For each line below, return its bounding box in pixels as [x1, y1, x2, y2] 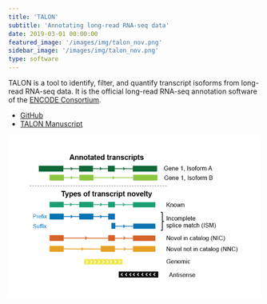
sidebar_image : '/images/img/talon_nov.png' [8, 46, 159, 55]
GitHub [19, 110, 44, 120]
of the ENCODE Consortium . [8, 95, 102, 104]
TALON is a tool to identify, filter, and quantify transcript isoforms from [8, 78, 240, 87]
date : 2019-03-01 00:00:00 [8, 30, 98, 38]
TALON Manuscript [19, 119, 83, 128]
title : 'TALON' [8, 13, 59, 21]
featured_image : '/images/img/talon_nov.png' [8, 38, 162, 46]
